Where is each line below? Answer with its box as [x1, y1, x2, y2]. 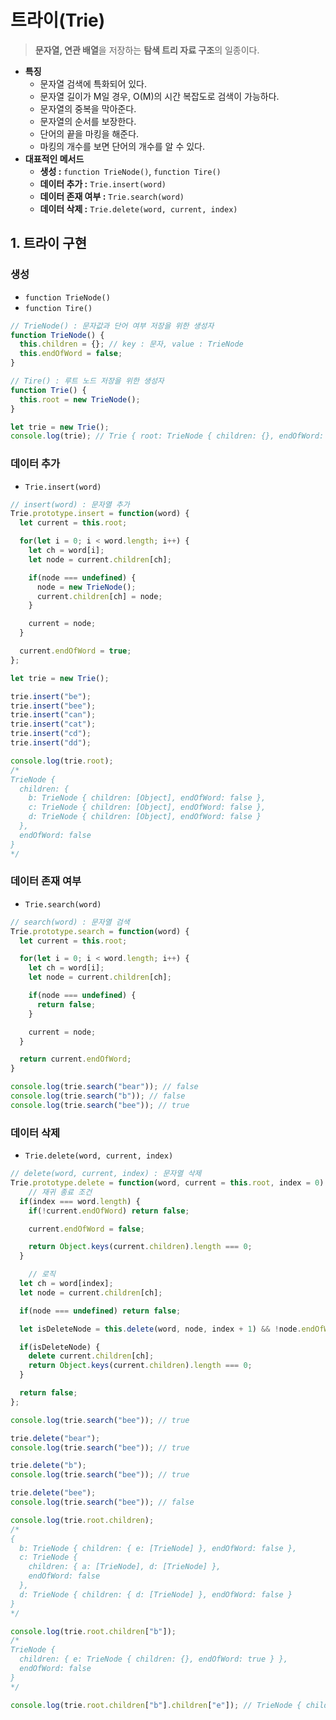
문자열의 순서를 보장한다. [39, 115, 137, 127]
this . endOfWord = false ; [19, 349, 123, 359]
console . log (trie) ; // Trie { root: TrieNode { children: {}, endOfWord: [10, 431, 325, 441]
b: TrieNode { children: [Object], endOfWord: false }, [28, 793, 267, 803]
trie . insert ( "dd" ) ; [10, 738, 92, 748]
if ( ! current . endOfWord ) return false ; [28, 1206, 190, 1216]
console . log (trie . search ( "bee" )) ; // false [10, 1497, 195, 1508]
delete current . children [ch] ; [28, 1351, 155, 1361]
